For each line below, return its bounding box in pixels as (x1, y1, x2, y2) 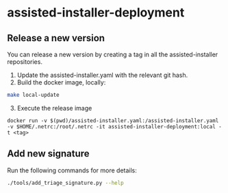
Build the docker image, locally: (16, 78, 106, 87)
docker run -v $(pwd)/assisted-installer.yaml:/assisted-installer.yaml (7, 117, 219, 124)
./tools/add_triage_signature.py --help (7, 179, 125, 186)
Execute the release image (16, 104, 92, 112)
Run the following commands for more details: (7, 166, 137, 174)
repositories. (7, 58, 43, 66)
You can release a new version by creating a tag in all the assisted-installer (7, 50, 218, 58)
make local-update (7, 91, 60, 98)
